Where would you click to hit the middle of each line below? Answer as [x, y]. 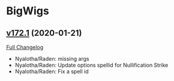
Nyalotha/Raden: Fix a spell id [52, 71]
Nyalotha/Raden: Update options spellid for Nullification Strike [91, 65]
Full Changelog [25, 47]
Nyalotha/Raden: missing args [52, 59]
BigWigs [28, 11]
